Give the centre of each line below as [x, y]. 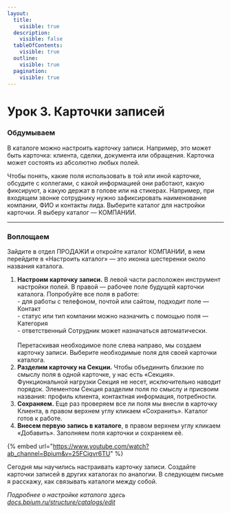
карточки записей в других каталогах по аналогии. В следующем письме [115, 474]
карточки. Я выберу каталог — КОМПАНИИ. [72, 212]
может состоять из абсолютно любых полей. [73, 162]
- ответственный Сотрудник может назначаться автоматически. [112, 331]
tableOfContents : [38, 45]
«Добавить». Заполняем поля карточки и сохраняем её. [100, 433]
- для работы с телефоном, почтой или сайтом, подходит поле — [113, 302]
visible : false [41, 39]
